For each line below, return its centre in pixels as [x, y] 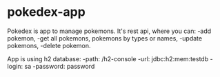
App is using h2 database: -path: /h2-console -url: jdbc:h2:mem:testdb [108, 58]
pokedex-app [47, 12]
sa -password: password [60, 66]
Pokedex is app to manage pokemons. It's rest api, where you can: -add [109, 31]
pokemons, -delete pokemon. [49, 45]
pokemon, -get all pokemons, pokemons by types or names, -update [104, 38]
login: [15, 66]
